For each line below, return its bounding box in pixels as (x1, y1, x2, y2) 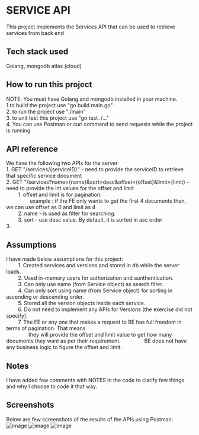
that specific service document (6, 172, 82, 180)
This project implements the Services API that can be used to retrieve (6, 23, 176, 30)
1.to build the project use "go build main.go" (6, 101, 113, 108)
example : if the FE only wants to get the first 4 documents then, (29, 197, 187, 204)
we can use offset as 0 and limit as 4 (6, 204, 96, 211)
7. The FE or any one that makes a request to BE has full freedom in (17, 318, 182, 326)
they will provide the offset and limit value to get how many (28, 331, 172, 338)
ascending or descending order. (6, 293, 84, 300)
